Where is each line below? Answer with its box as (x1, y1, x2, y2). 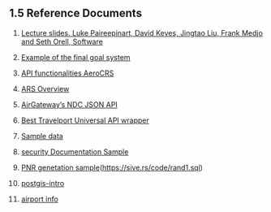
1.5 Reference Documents (9, 6, 143, 20)
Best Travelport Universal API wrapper (20, 115, 149, 125)
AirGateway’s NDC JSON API (20, 99, 118, 109)
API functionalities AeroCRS (20, 68, 114, 78)
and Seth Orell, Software (20, 37, 104, 46)
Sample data (20, 131, 63, 141)
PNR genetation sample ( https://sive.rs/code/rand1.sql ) (20, 162, 204, 172)
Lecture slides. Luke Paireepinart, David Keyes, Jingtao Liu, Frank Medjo (20, 28, 263, 37)
